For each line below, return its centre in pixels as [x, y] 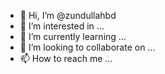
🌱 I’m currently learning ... [73, 36]
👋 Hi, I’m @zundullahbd [68, 15]
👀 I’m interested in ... [62, 26]
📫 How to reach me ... [66, 58]
